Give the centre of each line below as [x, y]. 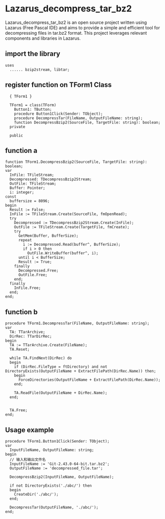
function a [21, 150]
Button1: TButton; [33, 109]
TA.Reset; [20, 350]
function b [22, 312]
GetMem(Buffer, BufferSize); [48, 236]
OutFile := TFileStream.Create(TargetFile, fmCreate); [72, 227]
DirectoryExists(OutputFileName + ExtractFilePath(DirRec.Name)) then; [81, 371]
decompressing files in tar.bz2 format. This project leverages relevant [76, 33]
